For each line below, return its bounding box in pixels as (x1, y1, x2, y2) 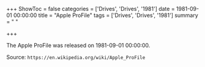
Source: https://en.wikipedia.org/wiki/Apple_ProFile (6, 54, 146, 60)
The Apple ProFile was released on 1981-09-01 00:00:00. (6, 42, 151, 49)
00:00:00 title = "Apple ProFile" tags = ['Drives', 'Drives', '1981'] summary (13, 12, 199, 19)
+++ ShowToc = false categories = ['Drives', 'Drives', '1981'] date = (6, 5, 176, 12)
